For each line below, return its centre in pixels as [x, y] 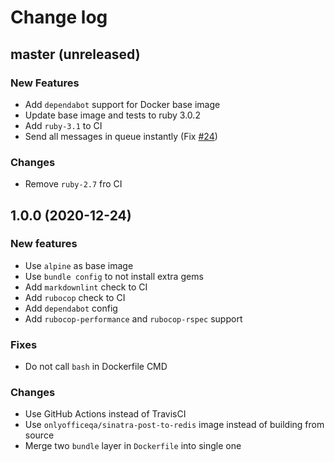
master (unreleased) [75, 54]
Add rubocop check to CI [75, 297]
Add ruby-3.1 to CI [63, 125]
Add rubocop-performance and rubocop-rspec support [133, 318]
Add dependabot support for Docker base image [122, 104]
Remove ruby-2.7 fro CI [73, 184]
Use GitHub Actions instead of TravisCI [105, 414]
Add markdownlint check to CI [86, 287]
